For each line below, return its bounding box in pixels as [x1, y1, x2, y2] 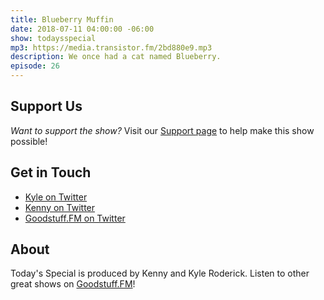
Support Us [10, 98, 83, 115]
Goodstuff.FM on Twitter [24, 212, 126, 224]
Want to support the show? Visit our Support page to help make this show [10, 124, 315, 136]
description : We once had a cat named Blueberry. [10, 52, 222, 62]
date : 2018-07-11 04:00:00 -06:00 [10, 24, 155, 34]
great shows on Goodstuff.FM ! [10, 278, 136, 290]
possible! [10, 135, 48, 147]
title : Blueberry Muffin [10, 14, 114, 25]
